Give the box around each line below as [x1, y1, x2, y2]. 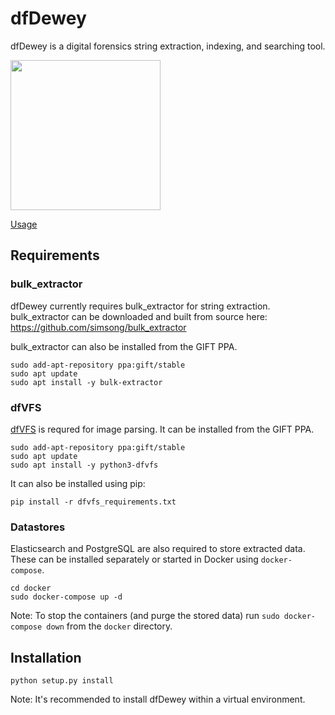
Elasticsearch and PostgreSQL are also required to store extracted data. [10, 543, 306, 555]
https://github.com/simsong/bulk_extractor [10, 321, 187, 333]
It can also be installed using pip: [10, 477, 146, 489]
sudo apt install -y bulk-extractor [10, 377, 163, 387]
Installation [10, 649, 82, 666]
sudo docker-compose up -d [10, 592, 123, 602]
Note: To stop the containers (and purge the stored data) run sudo [10, 610, 280, 622]
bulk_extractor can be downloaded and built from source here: [10, 310, 268, 322]
